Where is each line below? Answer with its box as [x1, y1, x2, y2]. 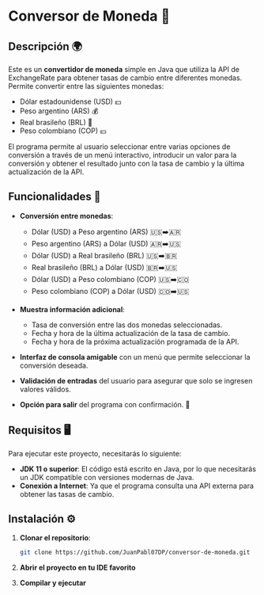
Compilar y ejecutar [19, 578, 87, 588]
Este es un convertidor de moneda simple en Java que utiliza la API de [8, 65, 239, 74]
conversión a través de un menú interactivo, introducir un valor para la [8, 151, 237, 159]
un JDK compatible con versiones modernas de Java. [19, 472, 194, 482]
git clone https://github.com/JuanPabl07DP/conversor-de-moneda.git [19, 548, 251, 557]
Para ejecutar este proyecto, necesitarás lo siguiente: [8, 448, 182, 458]
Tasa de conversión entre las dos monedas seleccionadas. [31, 320, 223, 330]
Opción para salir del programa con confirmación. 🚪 [19, 399, 190, 409]
